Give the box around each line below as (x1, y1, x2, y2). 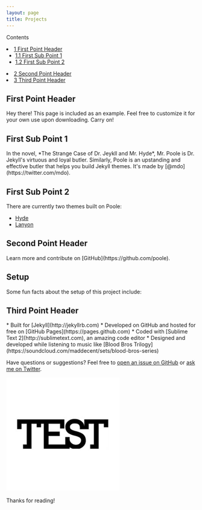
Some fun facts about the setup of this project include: (6, 288, 142, 295)
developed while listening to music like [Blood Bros (6, 341, 133, 348)
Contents (6, 33, 29, 41)
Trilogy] (133, 341, 153, 348)
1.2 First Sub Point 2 (14, 58, 65, 65)
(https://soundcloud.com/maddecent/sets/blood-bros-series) (6, 347, 159, 355)
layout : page (6, 10, 39, 16)
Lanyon (14, 221, 34, 228)
